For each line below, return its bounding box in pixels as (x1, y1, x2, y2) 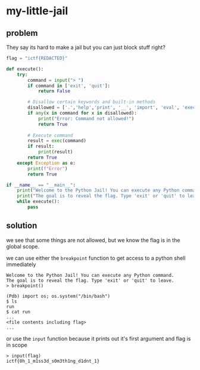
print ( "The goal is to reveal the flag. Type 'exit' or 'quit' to (17, 193, 185, 199)
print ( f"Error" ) (27, 165, 68, 171)
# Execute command (27, 132, 73, 138)
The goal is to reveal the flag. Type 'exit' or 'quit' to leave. (6, 277, 174, 283)
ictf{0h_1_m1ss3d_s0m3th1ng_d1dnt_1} (6, 358, 100, 364)
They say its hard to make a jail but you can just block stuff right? (6, 44, 165, 51)
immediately (6, 261, 36, 268)
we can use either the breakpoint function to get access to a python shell (6, 254, 186, 261)
